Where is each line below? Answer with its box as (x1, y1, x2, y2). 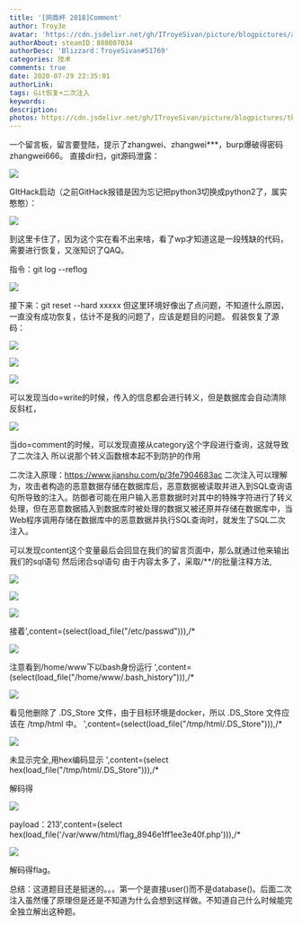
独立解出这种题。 (16, 906, 81, 917)
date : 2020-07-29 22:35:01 (9, 72, 111, 81)
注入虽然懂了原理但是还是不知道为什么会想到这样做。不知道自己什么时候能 (9, 895, 285, 906)
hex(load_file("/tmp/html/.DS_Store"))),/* (9, 765, 160, 776)
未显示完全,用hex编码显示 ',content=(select (9, 754, 169, 765)
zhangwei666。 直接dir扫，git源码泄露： (9, 150, 160, 162)
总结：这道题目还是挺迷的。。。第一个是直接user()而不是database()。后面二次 (9, 884, 292, 894)
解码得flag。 (9, 865, 56, 876)
